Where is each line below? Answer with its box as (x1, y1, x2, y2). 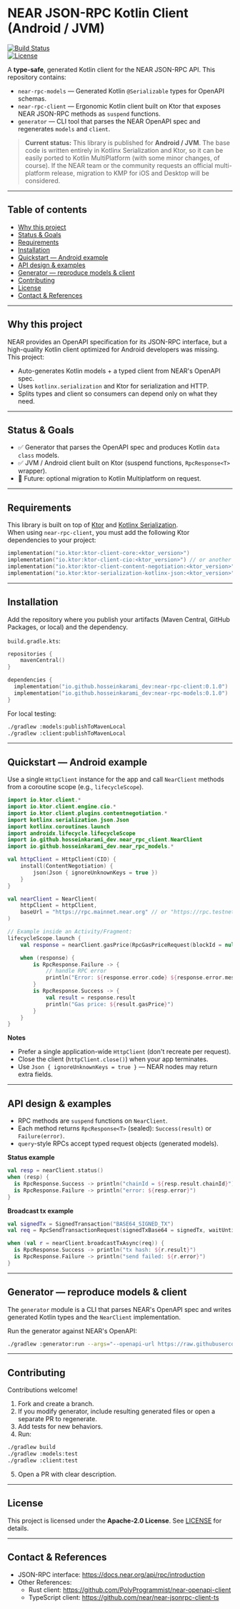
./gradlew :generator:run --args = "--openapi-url (7, 1340, 155, 1348)
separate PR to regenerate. (17, 1415, 98, 1423)
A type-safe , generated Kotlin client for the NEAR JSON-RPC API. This (7, 65, 216, 74)
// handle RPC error (45, 968, 107, 975)
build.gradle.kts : (7, 636, 61, 645)
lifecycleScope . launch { (7, 934, 81, 942)
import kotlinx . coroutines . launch (7, 823, 111, 830)
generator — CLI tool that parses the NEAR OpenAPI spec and (17, 116, 201, 126)
